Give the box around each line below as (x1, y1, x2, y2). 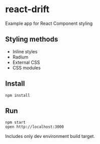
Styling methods (5, 35, 58, 44)
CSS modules (12, 64, 41, 70)
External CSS (12, 59, 40, 65)
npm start (5, 120, 26, 125)
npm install (5, 93, 30, 98)
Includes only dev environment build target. (5, 133, 95, 139)
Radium (12, 54, 29, 60)
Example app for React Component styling (5, 20, 93, 26)
